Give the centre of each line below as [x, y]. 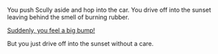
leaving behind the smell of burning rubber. [68, 17]
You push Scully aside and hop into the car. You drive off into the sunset [109, 10]
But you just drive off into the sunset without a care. [80, 43]
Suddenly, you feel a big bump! [51, 30]
